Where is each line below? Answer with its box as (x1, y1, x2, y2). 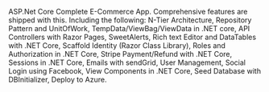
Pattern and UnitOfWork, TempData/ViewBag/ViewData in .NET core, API (8, 24, 250, 33)
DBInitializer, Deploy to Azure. (8, 75, 107, 84)
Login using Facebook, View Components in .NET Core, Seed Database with (8, 66, 262, 75)
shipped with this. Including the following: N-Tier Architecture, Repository (8, 15, 252, 25)
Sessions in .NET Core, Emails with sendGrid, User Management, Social (8, 58, 246, 67)
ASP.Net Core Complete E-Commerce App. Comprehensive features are (8, 7, 248, 16)
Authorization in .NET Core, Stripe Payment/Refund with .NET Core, (8, 50, 233, 58)
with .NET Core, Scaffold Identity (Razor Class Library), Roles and (8, 41, 226, 50)
